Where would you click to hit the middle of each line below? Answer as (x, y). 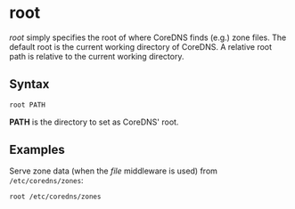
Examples (37, 150)
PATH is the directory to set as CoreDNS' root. (94, 122)
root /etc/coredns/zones (55, 197)
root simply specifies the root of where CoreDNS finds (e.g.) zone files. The (148, 37)
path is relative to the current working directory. (97, 56)
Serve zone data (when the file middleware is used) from (114, 171)
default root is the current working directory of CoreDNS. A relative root (141, 46)
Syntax (29, 84)
